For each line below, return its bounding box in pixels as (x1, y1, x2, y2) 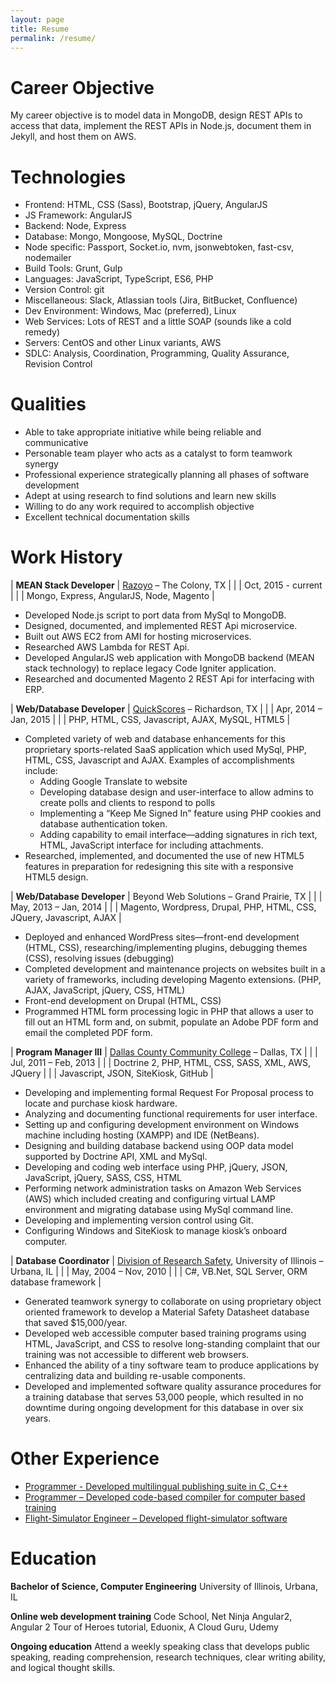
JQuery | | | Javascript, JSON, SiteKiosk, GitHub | (10, 1067, 214, 1080)
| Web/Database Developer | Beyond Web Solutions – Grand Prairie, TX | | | (10, 891, 323, 903)
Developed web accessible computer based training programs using (24, 1327, 307, 1340)
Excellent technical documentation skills (24, 511, 190, 523)
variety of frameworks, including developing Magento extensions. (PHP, (24, 974, 322, 986)
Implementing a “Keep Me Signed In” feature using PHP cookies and (39, 807, 322, 820)
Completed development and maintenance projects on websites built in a (24, 963, 326, 975)
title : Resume (10, 24, 70, 34)
